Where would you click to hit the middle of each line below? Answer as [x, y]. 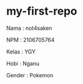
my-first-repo [42, 11]
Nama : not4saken [29, 28]
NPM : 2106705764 [31, 40]
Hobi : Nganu [23, 63]
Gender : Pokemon [30, 75]
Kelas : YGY [21, 51]
